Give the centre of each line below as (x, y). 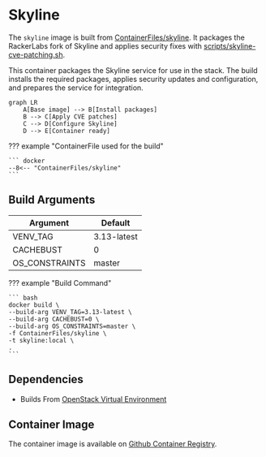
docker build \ (34, 305)
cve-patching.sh (36, 54)
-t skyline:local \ (41, 340)
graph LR (23, 102)
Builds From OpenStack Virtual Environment (93, 399)
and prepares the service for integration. (76, 88)
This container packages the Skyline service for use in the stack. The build (133, 70)
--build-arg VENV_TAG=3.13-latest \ (70, 312)
